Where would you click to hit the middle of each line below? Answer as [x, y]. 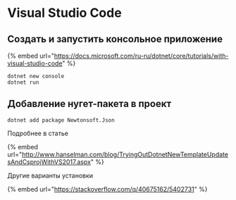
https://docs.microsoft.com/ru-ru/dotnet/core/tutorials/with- [141, 56]
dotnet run [23, 82]
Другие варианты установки [50, 175]
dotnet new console [36, 76]
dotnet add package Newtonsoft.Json [61, 120]
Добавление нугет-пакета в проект [89, 104]
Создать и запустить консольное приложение [115, 39]
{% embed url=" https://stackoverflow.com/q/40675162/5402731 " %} [107, 189]
